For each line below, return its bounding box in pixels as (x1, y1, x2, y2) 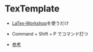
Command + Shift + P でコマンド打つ (11, 30, 88, 36)
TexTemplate (4, 3, 59, 14)
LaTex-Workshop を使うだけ (11, 20, 69, 26)
